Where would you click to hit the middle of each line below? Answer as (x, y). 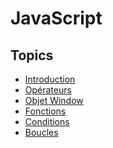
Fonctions (45, 111)
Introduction (50, 79)
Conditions (47, 121)
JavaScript (56, 18)
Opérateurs (48, 90)
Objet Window (54, 100)
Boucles (41, 132)
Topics (32, 55)
